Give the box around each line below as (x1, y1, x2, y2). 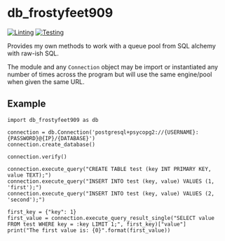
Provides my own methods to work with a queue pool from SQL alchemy (7, 41, 216, 50)
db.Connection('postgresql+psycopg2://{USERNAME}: (48, 128, 199, 136)
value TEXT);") (7, 172, 52, 179)
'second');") (7, 196, 46, 203)
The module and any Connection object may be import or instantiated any (7, 62, 219, 71)
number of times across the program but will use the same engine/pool (7, 70, 212, 78)
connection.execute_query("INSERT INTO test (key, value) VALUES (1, (7, 177, 215, 185)
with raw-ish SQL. (7, 49, 60, 57)
